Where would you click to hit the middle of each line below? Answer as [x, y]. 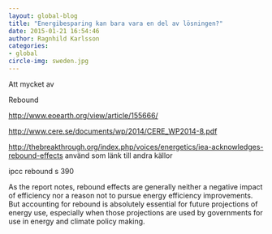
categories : [28, 46]
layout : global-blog [43, 16]
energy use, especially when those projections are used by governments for [136, 212]
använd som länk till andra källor [119, 155]
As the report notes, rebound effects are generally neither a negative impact [136, 186]
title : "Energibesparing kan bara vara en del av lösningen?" [116, 23]
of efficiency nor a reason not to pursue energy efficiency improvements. [131, 195]
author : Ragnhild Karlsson [54, 38]
